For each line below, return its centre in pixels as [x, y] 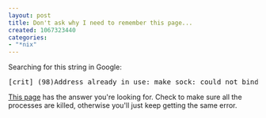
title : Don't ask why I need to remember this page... [101, 23]
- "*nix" [23, 45]
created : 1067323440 [42, 30]
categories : [28, 37]
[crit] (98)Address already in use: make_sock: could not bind [133, 82]
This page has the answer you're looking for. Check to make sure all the [125, 97]
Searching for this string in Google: [65, 67]
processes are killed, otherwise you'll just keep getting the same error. [123, 105]
